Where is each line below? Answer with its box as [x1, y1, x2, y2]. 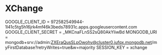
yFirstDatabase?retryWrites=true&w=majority [5, 44, 96, 50]
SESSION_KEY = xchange [96, 44, 147, 50]
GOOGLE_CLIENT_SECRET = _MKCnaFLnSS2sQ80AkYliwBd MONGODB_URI [5, 29, 157, 35]
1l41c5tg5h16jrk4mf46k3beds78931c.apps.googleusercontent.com [5, 24, 137, 29]
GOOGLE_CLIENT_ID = [5, 19, 50, 25]
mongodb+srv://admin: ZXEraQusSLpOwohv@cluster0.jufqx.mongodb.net [5, 39, 152, 45]
